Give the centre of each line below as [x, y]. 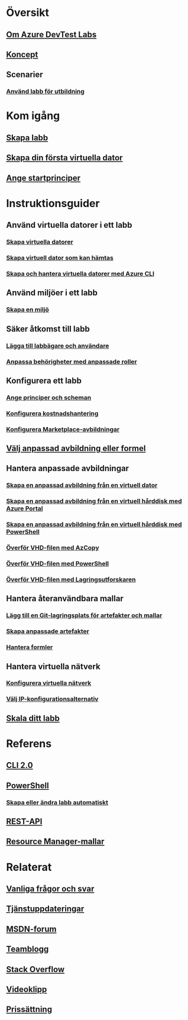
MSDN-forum [31, 929]
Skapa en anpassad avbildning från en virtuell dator [82, 485]
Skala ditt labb [33, 718]
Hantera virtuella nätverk [53, 666]
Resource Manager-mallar [55, 842]
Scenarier [25, 75]
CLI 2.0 [20, 765]
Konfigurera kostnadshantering [52, 413]
